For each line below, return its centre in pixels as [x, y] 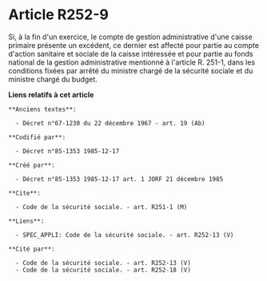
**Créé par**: [32, 165]
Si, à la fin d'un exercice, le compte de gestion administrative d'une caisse [131, 37]
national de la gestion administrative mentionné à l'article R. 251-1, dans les [132, 62]
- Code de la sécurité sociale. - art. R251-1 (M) [102, 207]
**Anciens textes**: [43, 109]
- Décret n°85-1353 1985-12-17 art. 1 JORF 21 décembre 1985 [120, 179]
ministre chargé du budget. [53, 79]
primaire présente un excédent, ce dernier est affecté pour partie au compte [134, 45]
